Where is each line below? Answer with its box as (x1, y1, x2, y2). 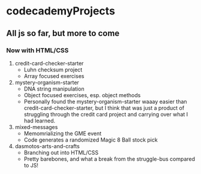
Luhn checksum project (23, 66, 83, 73)
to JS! (23, 161, 39, 169)
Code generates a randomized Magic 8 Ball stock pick (23, 136, 158, 143)
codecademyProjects (6, 4, 115, 18)
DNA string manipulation (23, 85, 85, 92)
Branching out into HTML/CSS (23, 149, 99, 156)
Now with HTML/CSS (6, 46, 69, 55)
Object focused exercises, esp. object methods (23, 91, 141, 98)
